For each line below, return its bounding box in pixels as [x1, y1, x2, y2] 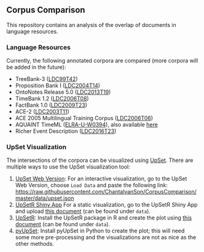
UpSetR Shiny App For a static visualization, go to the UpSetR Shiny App [15, 201, 198, 208]
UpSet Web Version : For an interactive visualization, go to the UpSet [15, 175, 187, 183]
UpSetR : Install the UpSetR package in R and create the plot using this [15, 214, 192, 221]
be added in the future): [6, 64, 66, 71]
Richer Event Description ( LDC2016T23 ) [15, 128, 116, 135]
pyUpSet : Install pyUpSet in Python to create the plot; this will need [15, 227, 185, 235]
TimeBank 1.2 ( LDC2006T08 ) [15, 95, 89, 102]
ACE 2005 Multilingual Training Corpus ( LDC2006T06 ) [15, 115, 153, 122]
